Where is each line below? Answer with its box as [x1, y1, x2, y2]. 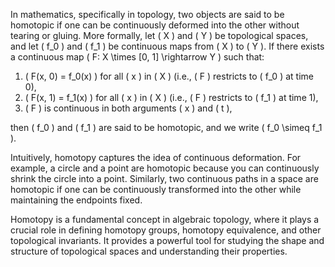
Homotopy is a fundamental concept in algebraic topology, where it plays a [10, 214, 320, 225]
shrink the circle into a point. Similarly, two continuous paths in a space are [10, 173, 319, 184]
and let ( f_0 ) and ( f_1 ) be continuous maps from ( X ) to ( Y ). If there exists [10, 40, 325, 52]
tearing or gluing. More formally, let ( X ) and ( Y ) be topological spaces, [10, 30, 309, 41]
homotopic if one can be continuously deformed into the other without [10, 19, 300, 31]
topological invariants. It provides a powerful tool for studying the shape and [10, 235, 325, 246]
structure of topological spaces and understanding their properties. [10, 245, 288, 257]
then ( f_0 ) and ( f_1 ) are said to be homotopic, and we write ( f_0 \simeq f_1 [10, 122, 323, 133]
